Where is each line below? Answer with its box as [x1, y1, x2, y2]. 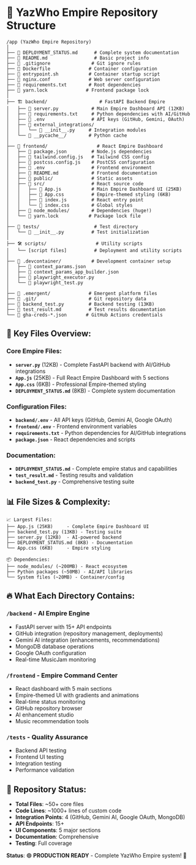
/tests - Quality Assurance [6, 732, 88, 741]
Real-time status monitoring [15, 698, 86, 705]
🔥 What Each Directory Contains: [6, 591, 135, 601]
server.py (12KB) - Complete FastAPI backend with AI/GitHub [15, 361, 170, 368]
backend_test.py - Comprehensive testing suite [15, 478, 135, 485]
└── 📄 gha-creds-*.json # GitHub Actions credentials [6, 312, 164, 318]
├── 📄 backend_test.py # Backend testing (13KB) [6, 301, 155, 307]
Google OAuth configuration [15, 649, 86, 656]
